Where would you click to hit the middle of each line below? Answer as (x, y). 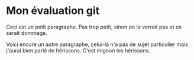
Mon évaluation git (53, 11)
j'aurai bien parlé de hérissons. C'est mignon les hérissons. (78, 50)
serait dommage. (27, 33)
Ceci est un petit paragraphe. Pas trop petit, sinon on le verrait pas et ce (94, 27)
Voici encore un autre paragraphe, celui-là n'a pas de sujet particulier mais (97, 44)
